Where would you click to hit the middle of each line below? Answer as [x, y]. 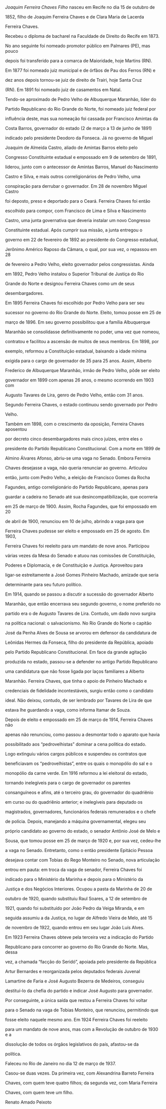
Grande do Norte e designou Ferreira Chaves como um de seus [70, 284]
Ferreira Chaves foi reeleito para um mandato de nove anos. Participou [77, 546]
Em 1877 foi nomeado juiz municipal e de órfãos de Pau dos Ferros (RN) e [80, 70]
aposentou [16, 429]
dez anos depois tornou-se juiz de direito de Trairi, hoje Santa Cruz [74, 80]
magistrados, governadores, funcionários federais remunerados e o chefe [81, 812]
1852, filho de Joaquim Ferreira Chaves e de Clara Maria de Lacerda [75, 17]
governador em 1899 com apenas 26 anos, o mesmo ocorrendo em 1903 [80, 380]
